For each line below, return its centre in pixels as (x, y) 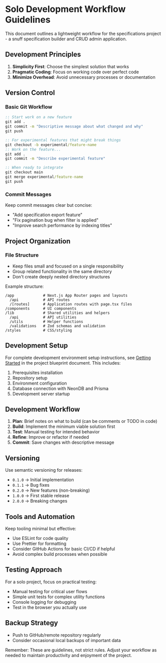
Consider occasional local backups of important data (66, 640)
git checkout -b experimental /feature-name (51, 145)
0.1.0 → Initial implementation (43, 480)
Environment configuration (40, 383)
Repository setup (30, 378)
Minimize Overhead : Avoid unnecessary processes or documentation (84, 77)
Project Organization (38, 241)
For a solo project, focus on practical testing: (51, 582)
